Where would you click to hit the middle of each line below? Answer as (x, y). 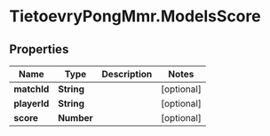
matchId (32, 89)
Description (127, 74)
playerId (32, 104)
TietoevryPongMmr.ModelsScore (135, 16)
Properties (39, 49)
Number (75, 118)
